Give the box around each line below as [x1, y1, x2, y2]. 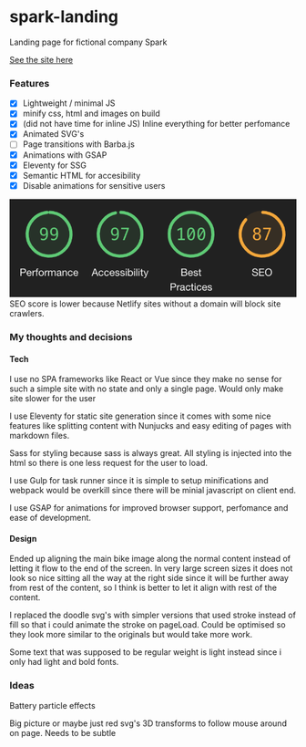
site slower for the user [9, 393, 97, 404]
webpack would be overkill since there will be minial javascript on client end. [9, 485, 297, 496]
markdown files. [9, 431, 70, 441]
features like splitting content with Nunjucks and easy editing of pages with [9, 420, 291, 431]
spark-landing [9, 6, 119, 27]
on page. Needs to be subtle [9, 727, 117, 738]
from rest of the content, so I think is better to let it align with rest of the [9, 582, 278, 594]
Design [9, 533, 37, 544]
